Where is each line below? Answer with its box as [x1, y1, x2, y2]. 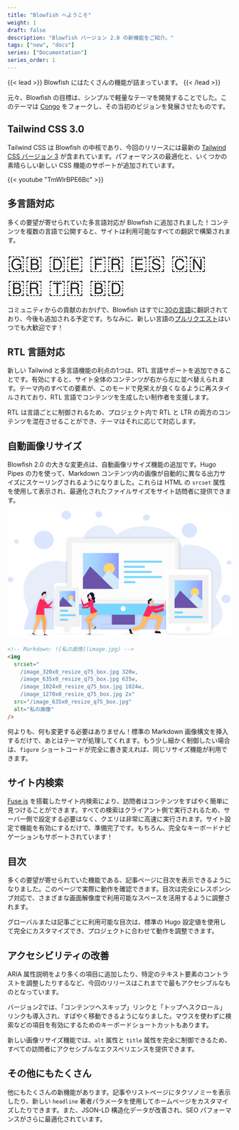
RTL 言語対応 [7, 346, 65, 358]
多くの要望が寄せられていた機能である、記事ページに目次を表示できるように [7, 876, 231, 885]
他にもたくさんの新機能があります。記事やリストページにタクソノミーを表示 [7, 1088, 231, 1096]
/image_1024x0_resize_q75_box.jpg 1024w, [20, 683, 144, 691]
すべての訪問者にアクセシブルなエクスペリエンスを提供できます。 [7, 1045, 198, 1054]
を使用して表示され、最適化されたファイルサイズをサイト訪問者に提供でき [7, 487, 225, 496]
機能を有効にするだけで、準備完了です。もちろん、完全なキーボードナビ [19, 824, 231, 833]
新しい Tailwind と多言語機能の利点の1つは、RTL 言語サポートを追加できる [7, 366, 225, 375]
